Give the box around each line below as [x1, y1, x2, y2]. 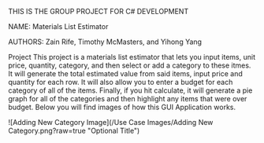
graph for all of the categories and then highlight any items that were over [8, 94, 247, 103]
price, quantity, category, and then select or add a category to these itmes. [8, 60, 251, 70]
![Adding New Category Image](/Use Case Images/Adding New [8, 118, 214, 126]
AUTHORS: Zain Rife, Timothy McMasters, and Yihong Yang [8, 37, 203, 46]
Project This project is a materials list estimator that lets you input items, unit [8, 53, 256, 61]
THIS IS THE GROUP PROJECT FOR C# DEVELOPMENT [8, 7, 189, 16]
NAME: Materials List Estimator [8, 22, 109, 31]
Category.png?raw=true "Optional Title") [8, 126, 140, 135]
